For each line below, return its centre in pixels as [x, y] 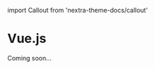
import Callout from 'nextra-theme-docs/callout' [78, 10]
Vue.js [27, 39]
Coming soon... [29, 58]
